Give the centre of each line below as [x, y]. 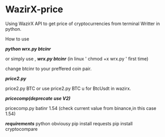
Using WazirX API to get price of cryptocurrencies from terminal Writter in [83, 24]
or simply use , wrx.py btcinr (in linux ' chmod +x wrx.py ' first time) [77, 59]
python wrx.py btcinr [28, 49]
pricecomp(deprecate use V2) [38, 98]
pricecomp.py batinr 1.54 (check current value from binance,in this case [81, 108]
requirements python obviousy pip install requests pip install [69, 123]
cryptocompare [22, 129]
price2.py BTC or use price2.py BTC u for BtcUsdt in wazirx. [68, 88]
